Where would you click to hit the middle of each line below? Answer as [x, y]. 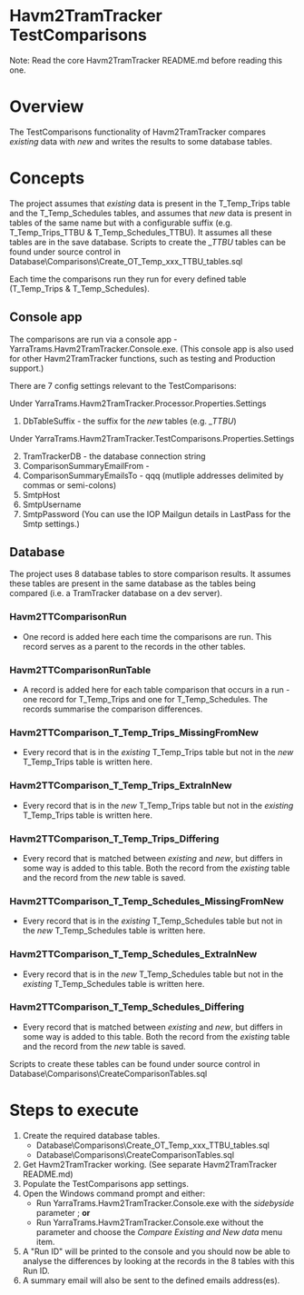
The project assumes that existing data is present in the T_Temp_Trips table [150, 203]
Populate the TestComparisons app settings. [105, 1183]
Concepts [47, 179]
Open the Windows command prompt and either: [114, 1193]
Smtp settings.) [51, 523]
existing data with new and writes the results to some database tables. [141, 141]
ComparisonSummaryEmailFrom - [86, 465]
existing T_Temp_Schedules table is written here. [113, 983]
